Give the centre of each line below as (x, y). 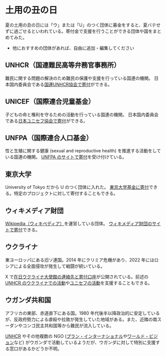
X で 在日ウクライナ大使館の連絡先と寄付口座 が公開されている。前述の (77, 276)
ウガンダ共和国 (28, 300)
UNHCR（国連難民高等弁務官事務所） (63, 65)
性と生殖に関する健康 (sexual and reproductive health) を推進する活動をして (83, 151)
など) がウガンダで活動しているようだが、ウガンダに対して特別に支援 (85, 342)
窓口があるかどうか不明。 (36, 349)
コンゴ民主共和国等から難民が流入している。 (68, 325)
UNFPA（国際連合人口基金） (49, 138)
